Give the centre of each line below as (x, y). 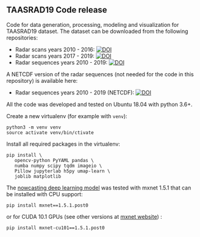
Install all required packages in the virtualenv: (63, 144)
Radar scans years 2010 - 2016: (55, 49)
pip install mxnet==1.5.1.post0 (47, 205)
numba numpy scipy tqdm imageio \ (58, 166)
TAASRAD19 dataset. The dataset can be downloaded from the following (97, 31)
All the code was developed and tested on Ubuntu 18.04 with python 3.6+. (99, 104)
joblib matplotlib (38, 176)
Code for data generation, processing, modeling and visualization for (93, 24)
